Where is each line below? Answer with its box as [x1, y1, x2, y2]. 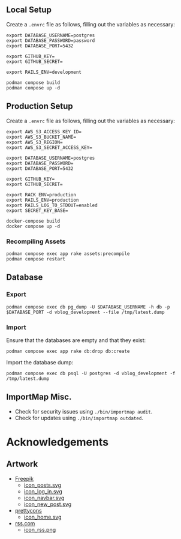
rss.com [14, 519, 35, 527]
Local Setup [6, 5, 52, 15]
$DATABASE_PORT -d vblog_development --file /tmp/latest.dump [6, 309, 165, 315]
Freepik [14, 475, 34, 482]
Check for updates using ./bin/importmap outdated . [14, 414, 144, 421]
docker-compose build [6, 218, 61, 224]
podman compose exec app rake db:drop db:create [6, 348, 130, 354]
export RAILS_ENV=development [6, 69, 82, 75]
